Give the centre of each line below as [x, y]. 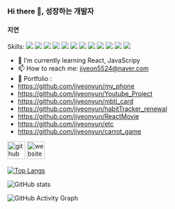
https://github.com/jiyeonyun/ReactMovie [78, 117]
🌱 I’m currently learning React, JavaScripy [79, 60]
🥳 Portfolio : [35, 79]
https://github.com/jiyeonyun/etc [66, 124]
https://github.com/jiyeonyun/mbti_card [75, 102]
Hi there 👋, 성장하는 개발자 [51, 11]
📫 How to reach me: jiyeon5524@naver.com [83, 68]
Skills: [16, 47]
